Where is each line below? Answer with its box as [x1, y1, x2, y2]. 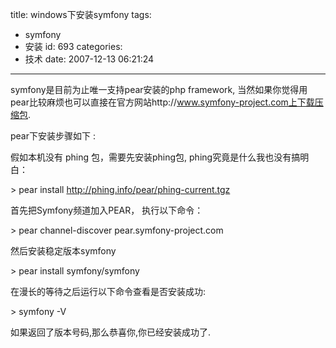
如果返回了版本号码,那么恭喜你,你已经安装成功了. [10, 326, 212, 338]
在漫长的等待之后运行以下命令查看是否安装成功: [10, 286, 207, 297]
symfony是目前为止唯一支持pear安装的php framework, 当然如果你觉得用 [10, 84, 308, 95]
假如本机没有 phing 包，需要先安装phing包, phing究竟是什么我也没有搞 [10, 151, 301, 163]
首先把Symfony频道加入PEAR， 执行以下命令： [10, 204, 204, 216]
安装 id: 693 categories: [24, 41, 123, 52]
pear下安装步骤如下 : [10, 130, 96, 142]
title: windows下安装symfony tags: [10, 9, 152, 20]
